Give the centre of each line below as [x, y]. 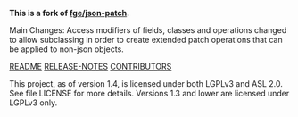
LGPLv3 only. [33, 103]
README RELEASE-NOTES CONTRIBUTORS [91, 67]
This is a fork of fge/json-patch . [70, 13]
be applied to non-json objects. [67, 49]
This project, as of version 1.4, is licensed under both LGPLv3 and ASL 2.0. [146, 84]
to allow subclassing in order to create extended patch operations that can [146, 40]
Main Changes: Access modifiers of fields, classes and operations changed [148, 30]
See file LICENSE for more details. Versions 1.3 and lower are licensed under [149, 93]
